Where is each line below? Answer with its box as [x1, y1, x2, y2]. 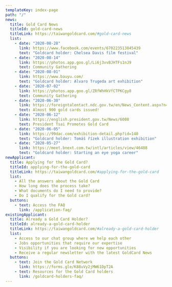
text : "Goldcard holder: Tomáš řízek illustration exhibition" [18, 136, 157, 141]
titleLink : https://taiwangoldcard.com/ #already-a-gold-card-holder [10, 226, 159, 232]
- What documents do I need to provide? [14, 188, 102, 193]
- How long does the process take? [14, 184, 91, 189]
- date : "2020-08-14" [14, 55, 60, 60]
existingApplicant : [5, 212, 47, 217]
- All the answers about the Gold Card [14, 179, 100, 184]
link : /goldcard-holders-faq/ [18, 274, 83, 279]
